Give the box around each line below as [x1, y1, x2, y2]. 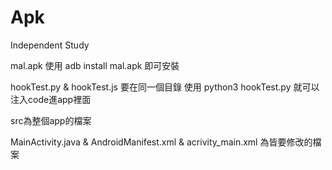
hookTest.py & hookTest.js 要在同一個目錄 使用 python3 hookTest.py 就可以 [10, 81, 320, 93]
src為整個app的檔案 [10, 114, 92, 126]
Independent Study [10, 39, 90, 51]
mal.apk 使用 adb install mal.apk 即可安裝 [10, 59, 180, 71]
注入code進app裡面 [10, 93, 92, 105]
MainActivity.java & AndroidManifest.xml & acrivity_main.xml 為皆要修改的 [10, 136, 313, 148]
